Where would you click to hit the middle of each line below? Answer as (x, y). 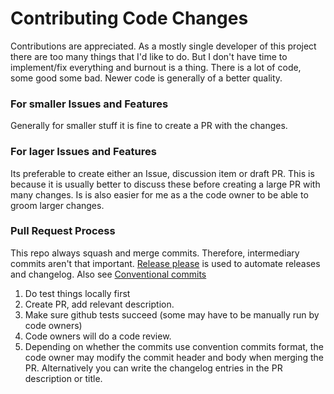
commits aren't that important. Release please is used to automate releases (165, 263)
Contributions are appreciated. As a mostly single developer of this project (163, 46)
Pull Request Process (63, 231)
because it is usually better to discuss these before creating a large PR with (165, 184)
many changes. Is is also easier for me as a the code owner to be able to (159, 194)
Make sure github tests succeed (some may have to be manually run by (172, 314)
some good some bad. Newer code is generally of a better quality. (146, 78)
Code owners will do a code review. (98, 336)
